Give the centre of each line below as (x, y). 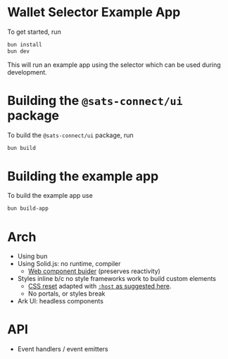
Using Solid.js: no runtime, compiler (69, 264)
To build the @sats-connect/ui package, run (70, 135)
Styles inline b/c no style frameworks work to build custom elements (117, 279)
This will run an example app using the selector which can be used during (114, 65)
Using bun (32, 256)
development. (27, 72)
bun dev (19, 51)
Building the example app (83, 176)
